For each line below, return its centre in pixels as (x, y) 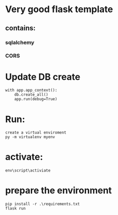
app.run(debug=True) (36, 99)
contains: (20, 28)
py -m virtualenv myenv (30, 137)
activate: (24, 157)
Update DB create (43, 77)
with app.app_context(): (31, 90)
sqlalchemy (20, 42)
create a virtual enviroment (36, 133)
